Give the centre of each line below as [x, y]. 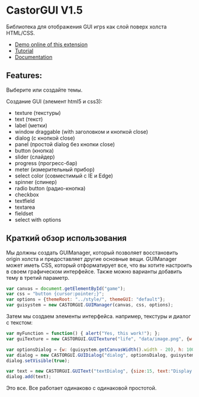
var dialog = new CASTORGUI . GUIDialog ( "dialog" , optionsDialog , [87, 355]
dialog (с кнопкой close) [45, 138]
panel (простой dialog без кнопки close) [65, 144]
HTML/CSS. [21, 33]
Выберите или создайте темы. [44, 90]
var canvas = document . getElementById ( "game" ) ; [66, 288]
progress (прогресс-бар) [46, 163]
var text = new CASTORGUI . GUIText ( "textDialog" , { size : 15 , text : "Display [99, 371]
